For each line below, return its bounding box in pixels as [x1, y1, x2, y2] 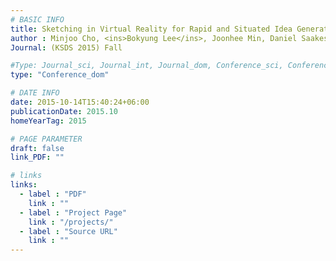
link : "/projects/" [28, 217, 114, 227]
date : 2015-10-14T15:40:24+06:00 [10, 97, 150, 107]
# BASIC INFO [10, 14, 65, 25]
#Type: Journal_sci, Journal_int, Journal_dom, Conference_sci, [10, 61, 284, 71]
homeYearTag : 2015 [10, 116, 87, 126]
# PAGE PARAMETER [10, 134, 83, 144]
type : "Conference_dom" [10, 70, 110, 80]
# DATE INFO [10, 88, 60, 98]
